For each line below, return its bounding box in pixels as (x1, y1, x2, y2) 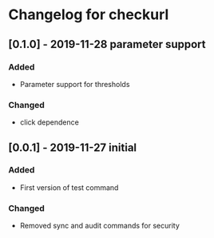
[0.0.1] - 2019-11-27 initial (8, 141, 137, 154)
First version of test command (19, 182, 119, 192)
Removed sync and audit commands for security (19, 221, 180, 231)
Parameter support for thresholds (19, 79, 130, 89)
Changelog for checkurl (8, 6, 169, 24)
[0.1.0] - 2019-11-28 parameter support (8, 38, 206, 51)
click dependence (19, 117, 80, 127)
